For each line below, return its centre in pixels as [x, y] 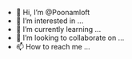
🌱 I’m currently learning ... [58, 29]
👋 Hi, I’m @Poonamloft [53, 12]
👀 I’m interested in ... [50, 21]
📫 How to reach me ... [53, 47]
